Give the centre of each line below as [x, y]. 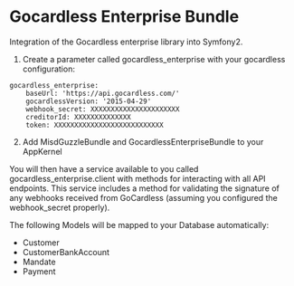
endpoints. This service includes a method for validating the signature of [145, 188]
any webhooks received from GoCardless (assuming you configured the [143, 197]
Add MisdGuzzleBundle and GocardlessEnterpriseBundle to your [143, 141]
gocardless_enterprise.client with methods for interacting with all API [138, 178]
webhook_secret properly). [60, 207]
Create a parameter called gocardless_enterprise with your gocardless [154, 59]
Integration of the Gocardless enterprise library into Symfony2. [126, 42]
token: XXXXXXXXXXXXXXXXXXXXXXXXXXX [95, 125]
